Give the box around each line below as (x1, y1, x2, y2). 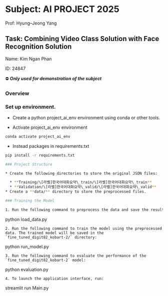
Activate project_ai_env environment (12, 124, 87, 130)
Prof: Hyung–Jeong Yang (5, 20, 57, 26)
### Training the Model (5, 198, 55, 203)
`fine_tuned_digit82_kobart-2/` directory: (5, 234, 97, 240)
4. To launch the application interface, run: (5, 276, 104, 281)
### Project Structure (5, 162, 52, 167)
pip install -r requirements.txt (5, 153, 75, 158)
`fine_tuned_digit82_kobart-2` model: (5, 257, 86, 262)
